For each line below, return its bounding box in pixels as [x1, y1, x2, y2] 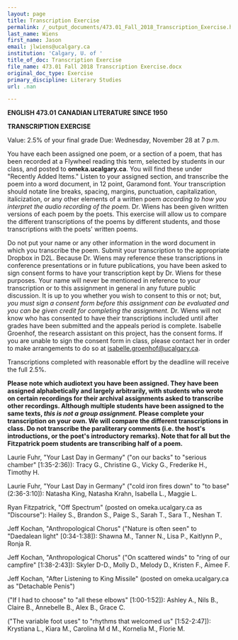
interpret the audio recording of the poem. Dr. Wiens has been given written [7, 203, 229, 211]
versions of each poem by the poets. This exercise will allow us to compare [7, 210, 227, 218]
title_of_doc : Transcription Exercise [7, 57, 122, 64]
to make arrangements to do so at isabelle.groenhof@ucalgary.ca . [7, 344, 200, 353]
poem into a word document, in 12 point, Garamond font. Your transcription [7, 180, 226, 189]
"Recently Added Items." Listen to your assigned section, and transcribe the [7, 172, 229, 181]
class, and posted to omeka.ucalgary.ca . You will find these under [7, 164, 203, 174]
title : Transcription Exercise [7, 17, 100, 24]
